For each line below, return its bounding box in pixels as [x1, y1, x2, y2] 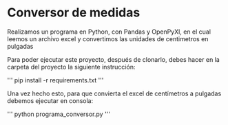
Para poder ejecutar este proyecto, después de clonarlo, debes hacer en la [7, 55, 220, 63]
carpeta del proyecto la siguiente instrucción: [7, 62, 136, 71]
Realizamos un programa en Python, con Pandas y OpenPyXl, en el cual [7, 27, 211, 36]
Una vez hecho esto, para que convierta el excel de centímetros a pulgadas [7, 89, 222, 98]
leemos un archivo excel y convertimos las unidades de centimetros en [7, 34, 209, 43]
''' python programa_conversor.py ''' [7, 110, 110, 118]
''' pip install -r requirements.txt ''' [7, 76, 104, 84]
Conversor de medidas [7, 5, 141, 21]
